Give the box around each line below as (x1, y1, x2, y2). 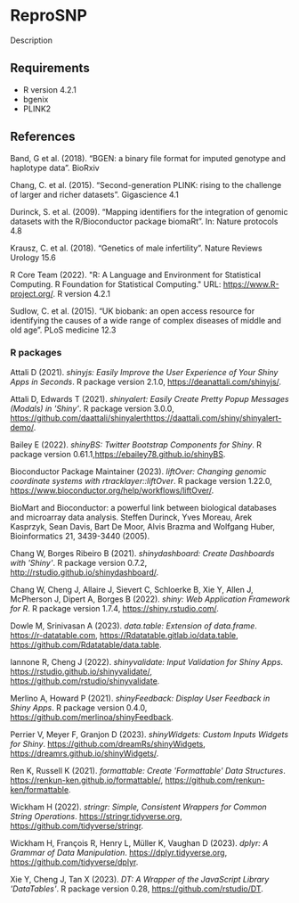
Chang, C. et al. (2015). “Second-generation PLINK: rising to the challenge (10, 179, 282, 190)
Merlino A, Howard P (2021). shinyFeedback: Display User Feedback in (10, 693, 271, 703)
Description (10, 35, 53, 45)
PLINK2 (22, 103, 52, 114)
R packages (10, 347, 62, 359)
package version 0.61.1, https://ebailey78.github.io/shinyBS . (10, 448, 226, 459)
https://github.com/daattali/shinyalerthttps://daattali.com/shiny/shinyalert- (10, 412, 282, 423)
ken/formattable (10, 784, 69, 794)
